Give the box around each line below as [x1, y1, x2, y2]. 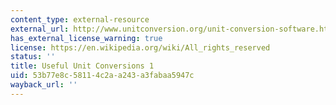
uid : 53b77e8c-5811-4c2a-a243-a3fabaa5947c [10, 71, 195, 81]
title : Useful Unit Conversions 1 [10, 61, 155, 71]
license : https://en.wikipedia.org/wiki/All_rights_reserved [10, 42, 271, 53]
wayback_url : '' [10, 80, 78, 90]
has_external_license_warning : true [10, 33, 163, 43]
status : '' [10, 52, 56, 62]
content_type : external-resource [10, 14, 150, 25]
